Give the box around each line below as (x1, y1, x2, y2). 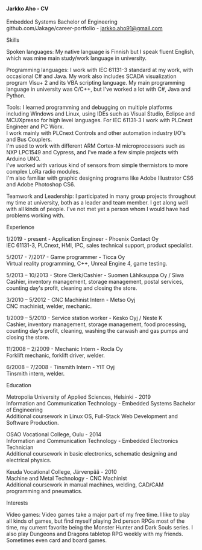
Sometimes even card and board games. (6, 537, 107, 544)
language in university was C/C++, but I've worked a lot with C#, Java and (6, 85, 191, 93)
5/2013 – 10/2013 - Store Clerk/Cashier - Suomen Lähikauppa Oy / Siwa (6, 272, 185, 279)
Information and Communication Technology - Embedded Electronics (6, 437, 178, 445)
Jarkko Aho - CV (6, 5, 49, 12)
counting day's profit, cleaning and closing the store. (6, 284, 137, 292)
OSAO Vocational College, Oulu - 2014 (6, 431, 102, 438)
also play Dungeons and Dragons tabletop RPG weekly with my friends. (6, 530, 183, 538)
